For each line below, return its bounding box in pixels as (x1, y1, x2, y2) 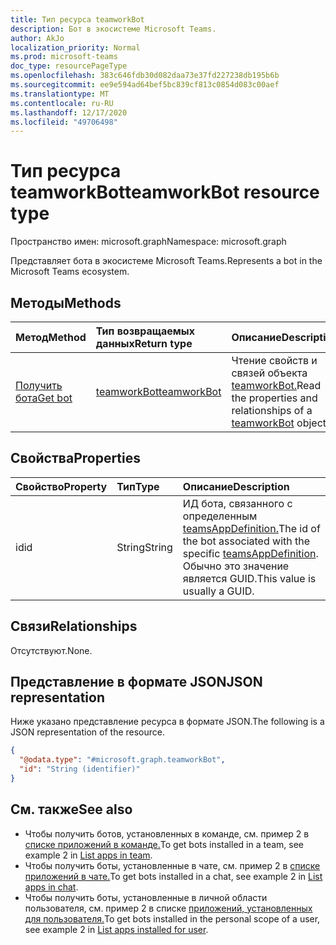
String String (116, 540, 173, 554)
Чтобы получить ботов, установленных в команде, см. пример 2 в (24, 827, 310, 840)
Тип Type (116, 479, 160, 493)
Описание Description (182, 479, 290, 493)
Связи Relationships (10, 618, 138, 635)
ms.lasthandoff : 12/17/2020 (10, 107, 128, 118)
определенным (182, 509, 258, 523)
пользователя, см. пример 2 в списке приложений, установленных (24, 902, 313, 914)
